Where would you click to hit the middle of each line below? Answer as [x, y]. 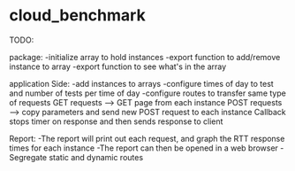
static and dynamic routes [96, 157]
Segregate [28, 157]
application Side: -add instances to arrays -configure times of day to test [141, 83]
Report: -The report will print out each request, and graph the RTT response [147, 138]
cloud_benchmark [77, 16]
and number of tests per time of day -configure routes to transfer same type [148, 93]
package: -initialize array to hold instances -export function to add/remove [145, 57]
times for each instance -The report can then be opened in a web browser [144, 148]
